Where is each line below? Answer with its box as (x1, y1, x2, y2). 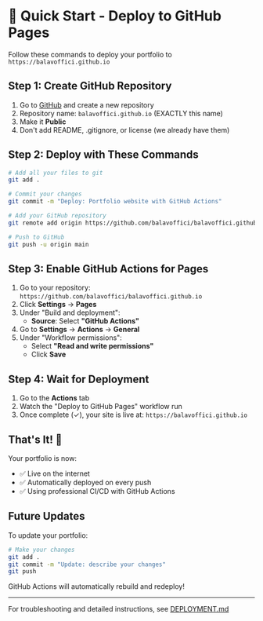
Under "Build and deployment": (19, 308, 121, 317)
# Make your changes (8, 546, 76, 553)
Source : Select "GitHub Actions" (31, 316, 139, 326)
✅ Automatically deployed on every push (19, 478, 152, 487)
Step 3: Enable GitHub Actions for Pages (8, 262, 209, 276)
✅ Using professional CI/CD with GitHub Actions (19, 487, 175, 495)
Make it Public (19, 117, 67, 126)
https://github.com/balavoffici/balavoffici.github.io (19, 293, 203, 301)
